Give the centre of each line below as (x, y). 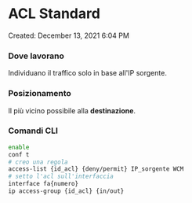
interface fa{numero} (43, 184)
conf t (19, 154)
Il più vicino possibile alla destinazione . (72, 110)
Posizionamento (40, 94)
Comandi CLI (33, 131)
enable (19, 147)
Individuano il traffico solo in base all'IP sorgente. (87, 73)
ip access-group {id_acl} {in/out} (66, 191)
